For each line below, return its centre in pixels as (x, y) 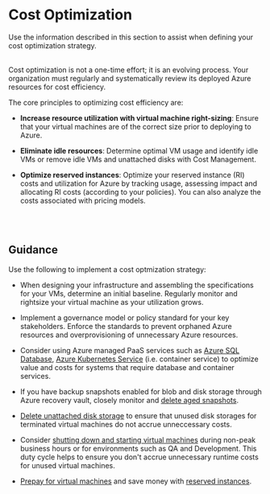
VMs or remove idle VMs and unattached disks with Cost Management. (138, 159)
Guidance (33, 250)
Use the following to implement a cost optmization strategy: (108, 269)
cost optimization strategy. (52, 45)
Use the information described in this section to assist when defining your (131, 37)
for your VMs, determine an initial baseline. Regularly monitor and (129, 293)
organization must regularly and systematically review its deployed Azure (130, 78)
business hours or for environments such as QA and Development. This (138, 448)
